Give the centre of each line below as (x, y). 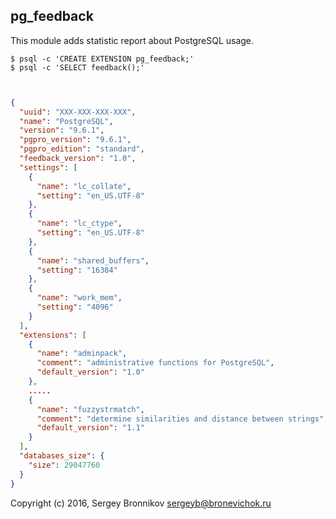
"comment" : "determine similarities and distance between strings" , (182, 419)
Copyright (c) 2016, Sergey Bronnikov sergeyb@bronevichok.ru (141, 503)
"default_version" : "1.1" (90, 428)
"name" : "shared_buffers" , (93, 260)
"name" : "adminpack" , (82, 354)
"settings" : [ (48, 167)
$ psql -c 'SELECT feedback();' (77, 67)
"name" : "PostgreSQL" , (66, 121)
